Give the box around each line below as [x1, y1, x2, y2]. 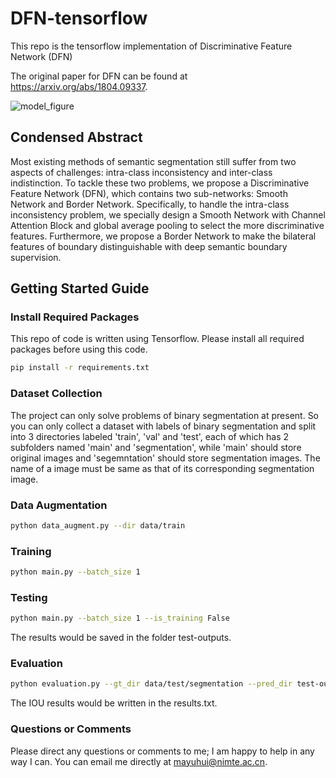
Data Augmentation [10, 498, 108, 512]
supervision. [10, 251, 62, 263]
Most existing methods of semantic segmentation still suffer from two [10, 155, 297, 167]
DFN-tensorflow [10, 7, 148, 30]
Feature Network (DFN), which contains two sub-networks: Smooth [10, 187, 288, 199]
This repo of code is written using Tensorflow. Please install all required [10, 333, 305, 345]
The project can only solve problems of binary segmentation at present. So [10, 409, 320, 421]
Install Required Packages [10, 310, 140, 324]
